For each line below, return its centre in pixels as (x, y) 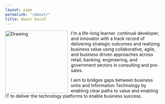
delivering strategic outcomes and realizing (115, 44)
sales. (77, 70)
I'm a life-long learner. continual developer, (115, 33)
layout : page (19, 10)
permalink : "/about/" (28, 14)
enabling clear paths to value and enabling (114, 91)
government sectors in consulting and (110, 65)
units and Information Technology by (108, 85)
